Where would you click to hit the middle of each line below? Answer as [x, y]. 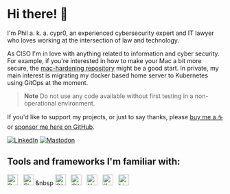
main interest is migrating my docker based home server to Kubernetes [107, 75]
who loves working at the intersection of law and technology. [93, 40]
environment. [76, 103]
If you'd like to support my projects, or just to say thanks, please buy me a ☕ [115, 117]
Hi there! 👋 [38, 14]
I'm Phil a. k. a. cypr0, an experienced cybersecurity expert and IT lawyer [111, 33]
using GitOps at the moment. [48, 82]
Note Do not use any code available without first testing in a [108, 96]
